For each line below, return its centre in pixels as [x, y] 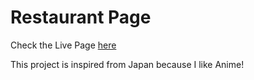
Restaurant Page [81, 17]
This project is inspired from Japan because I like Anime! [127, 64]
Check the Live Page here [63, 45]
